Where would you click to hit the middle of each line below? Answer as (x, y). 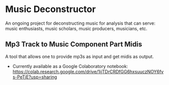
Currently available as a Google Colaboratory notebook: (70, 66)
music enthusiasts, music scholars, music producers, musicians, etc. (76, 28)
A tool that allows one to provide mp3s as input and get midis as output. (79, 56)
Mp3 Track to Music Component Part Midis (74, 45)
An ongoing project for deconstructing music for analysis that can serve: (80, 23)
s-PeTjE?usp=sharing (35, 77)
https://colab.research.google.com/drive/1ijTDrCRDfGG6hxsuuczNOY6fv (88, 71)
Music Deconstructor (51, 9)
